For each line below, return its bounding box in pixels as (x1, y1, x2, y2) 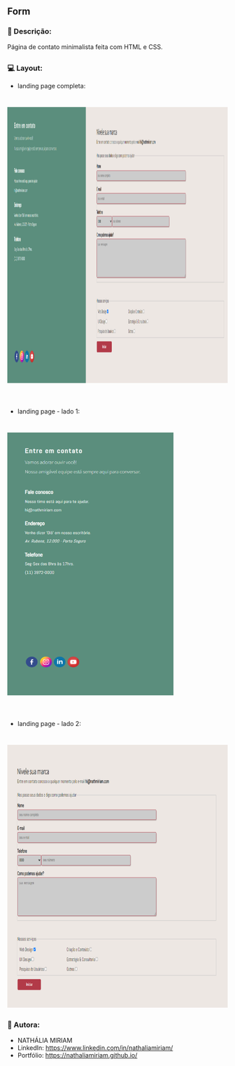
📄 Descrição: (7, 27, 52, 36)
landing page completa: (17, 82, 86, 90)
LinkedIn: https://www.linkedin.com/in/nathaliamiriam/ (17, 1044, 173, 1052)
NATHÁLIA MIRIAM (17, 1036, 73, 1044)
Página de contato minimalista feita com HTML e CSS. (7, 42, 163, 51)
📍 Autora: (7, 1020, 41, 1030)
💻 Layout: (7, 63, 43, 73)
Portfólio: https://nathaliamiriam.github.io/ (17, 1051, 138, 1059)
